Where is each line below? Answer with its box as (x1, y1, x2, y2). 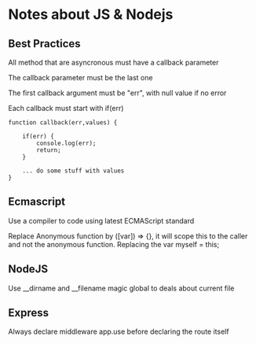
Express (8, 306, 49, 320)
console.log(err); (36, 139, 97, 147)
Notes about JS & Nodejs (8, 6, 174, 24)
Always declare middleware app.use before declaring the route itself (8, 327, 229, 336)
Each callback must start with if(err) (8, 104, 124, 113)
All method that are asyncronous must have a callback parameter (8, 57, 219, 67)
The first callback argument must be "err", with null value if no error (8, 88, 227, 98)
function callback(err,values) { (8, 119, 118, 127)
